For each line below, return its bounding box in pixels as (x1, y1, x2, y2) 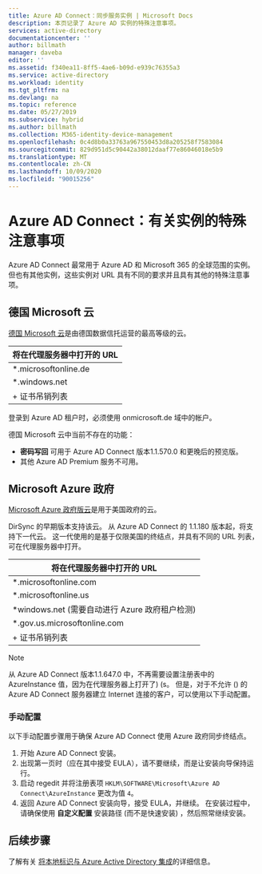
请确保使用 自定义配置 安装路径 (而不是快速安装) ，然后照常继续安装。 (19, 808, 250, 817)
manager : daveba (8, 49, 62, 57)
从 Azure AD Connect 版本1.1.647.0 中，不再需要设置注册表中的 (8, 669, 215, 679)
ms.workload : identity (8, 78, 84, 86)
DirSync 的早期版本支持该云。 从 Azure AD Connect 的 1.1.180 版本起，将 (8, 522, 247, 531)
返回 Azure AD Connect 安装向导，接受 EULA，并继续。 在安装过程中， (19, 798, 255, 808)
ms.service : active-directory (8, 71, 109, 79)
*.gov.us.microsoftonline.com (12, 618, 124, 629)
